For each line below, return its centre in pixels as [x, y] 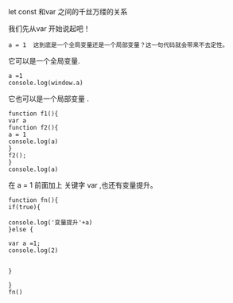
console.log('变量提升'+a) [50, 223]
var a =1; [25, 243]
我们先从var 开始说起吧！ [49, 29]
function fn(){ [33, 200]
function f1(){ [33, 114]
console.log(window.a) [46, 83]
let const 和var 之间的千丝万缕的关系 [68, 12]
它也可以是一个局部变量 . [49, 99]
